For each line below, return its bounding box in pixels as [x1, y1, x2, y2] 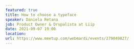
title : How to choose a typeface [5, 12, 77, 17]
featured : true [5, 7, 38, 13]
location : [5, 31, 27, 36]
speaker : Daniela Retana [5, 17, 58, 22]
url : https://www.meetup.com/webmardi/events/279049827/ [5, 36, 129, 41]
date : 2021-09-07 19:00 [5, 27, 56, 32]
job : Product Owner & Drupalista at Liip [5, 21, 95, 27]
